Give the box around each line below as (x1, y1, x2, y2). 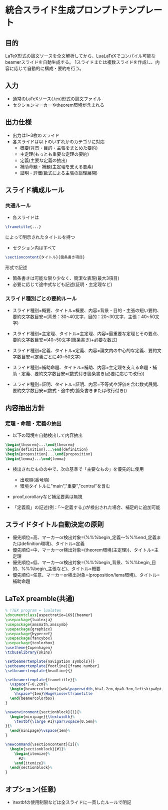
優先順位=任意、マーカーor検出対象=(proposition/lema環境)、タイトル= (12, 572, 160, 578)
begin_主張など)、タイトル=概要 (34, 566, 101, 572)
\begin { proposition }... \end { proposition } (5, 451, 93, 456)
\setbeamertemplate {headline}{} (5, 668, 72, 673)
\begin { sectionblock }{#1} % (9, 746, 66, 751)
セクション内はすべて (12, 245, 56, 251)
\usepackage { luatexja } (5, 617, 52, 622)
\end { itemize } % (14, 760, 46, 765)
